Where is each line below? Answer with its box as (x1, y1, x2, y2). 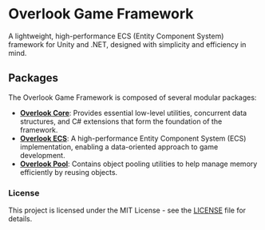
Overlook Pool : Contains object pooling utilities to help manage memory (19, 159, 258, 169)
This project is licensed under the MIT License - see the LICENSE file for (8, 205, 246, 216)
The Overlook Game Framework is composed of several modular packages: (8, 93, 257, 102)
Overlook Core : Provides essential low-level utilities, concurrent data (19, 108, 247, 117)
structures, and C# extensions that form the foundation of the (19, 117, 223, 126)
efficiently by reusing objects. (19, 167, 118, 176)
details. (8, 214, 33, 224)
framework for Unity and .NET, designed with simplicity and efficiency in (8, 39, 247, 49)
